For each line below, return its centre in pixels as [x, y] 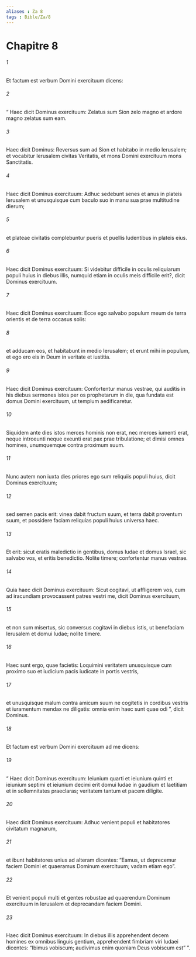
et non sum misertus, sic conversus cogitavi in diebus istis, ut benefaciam [95, 627]
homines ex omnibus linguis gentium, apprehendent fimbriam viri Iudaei [92, 942]
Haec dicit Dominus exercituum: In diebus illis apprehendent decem [87, 935]
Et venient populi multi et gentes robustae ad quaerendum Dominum [88, 898]
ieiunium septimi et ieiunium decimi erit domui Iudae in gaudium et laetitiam [97, 784]
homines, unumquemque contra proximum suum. [65, 445]
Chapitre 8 [32, 46]
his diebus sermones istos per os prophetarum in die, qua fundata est [90, 395]
